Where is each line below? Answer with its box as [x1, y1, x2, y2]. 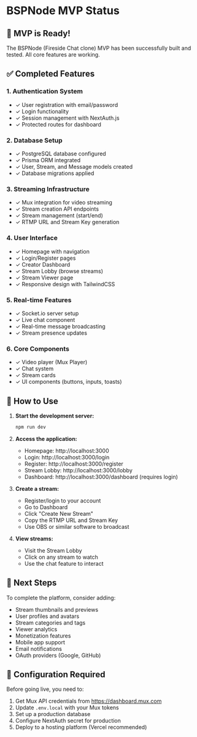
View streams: [15, 535, 53, 542]
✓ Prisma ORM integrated [15, 156, 81, 163]
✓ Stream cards [15, 372, 56, 379]
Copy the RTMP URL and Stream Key [24, 517, 118, 524]
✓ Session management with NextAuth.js [15, 114, 120, 122]
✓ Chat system [15, 365, 54, 372]
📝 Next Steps [6, 578, 57, 588]
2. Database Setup [6, 136, 63, 144]
